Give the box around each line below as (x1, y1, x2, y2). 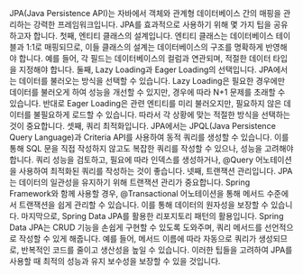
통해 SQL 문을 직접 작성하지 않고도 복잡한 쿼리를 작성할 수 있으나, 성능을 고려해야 (9, 143, 294, 153)
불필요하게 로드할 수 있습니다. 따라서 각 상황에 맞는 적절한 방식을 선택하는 (32, 109, 291, 120)
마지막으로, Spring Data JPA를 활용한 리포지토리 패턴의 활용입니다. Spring (21, 211, 284, 221)
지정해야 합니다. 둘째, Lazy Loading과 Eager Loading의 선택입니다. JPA (18, 64, 273, 75)
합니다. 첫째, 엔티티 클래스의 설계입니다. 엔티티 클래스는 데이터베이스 (32, 31, 274, 41)
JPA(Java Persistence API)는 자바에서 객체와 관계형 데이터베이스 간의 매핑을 (9, 8, 281, 18)
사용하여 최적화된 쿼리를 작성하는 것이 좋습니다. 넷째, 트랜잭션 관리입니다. (18, 166, 277, 176)
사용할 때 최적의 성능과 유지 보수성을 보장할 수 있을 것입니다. (9, 256, 221, 266)
